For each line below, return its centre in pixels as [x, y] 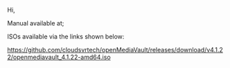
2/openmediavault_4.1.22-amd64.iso [59, 57]
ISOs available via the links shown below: [66, 36]
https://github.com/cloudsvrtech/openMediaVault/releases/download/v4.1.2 [115, 50]
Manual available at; [36, 23]
